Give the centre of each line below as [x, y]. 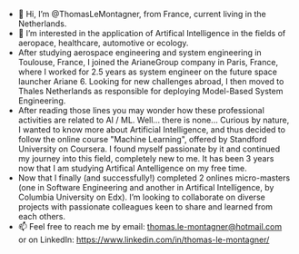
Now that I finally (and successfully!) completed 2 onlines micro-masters [154, 178]
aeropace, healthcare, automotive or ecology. [103, 43]
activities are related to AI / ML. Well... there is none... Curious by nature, [154, 120]
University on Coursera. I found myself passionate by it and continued [149, 149]
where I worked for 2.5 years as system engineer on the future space [147, 72]
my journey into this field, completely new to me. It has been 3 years [146, 158]
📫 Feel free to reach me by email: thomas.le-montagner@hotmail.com [150, 226]
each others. [42, 216]
